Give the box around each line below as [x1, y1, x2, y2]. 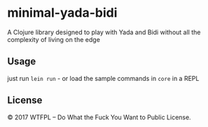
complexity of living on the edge [7, 35, 100, 43]
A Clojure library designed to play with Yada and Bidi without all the [7, 28, 201, 36]
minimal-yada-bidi [7, 5, 118, 21]
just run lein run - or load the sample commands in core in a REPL [7, 74, 200, 82]
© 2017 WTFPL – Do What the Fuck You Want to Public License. [7, 113, 191, 121]
